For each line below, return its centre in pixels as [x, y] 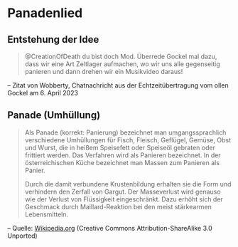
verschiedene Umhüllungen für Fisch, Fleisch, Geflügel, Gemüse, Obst [128, 140]
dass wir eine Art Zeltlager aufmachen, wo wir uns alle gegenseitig [122, 64]
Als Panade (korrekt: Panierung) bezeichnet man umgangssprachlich [125, 132]
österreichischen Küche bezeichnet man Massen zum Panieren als [122, 162]
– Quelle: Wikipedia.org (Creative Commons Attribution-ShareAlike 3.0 [110, 228]
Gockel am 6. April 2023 [43, 93]
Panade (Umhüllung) [54, 115]
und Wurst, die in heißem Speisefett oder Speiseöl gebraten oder [120, 147]
